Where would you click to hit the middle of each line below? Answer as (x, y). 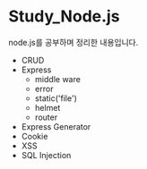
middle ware (58, 79)
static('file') (56, 98)
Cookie (35, 136)
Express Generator (56, 126)
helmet (48, 107)
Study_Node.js (64, 17)
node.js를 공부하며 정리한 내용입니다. (73, 42)
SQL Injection (46, 155)
